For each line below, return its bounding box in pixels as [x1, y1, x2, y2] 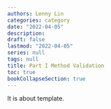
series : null [7, 50, 45, 57]
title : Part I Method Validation [7, 62, 105, 69]
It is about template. [7, 94, 65, 103]
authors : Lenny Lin [7, 10, 64, 17]
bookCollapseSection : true [7, 75, 86, 82]
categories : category [7, 17, 71, 24]
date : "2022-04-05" [7, 23, 64, 30]
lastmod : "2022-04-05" [7, 43, 73, 50]
